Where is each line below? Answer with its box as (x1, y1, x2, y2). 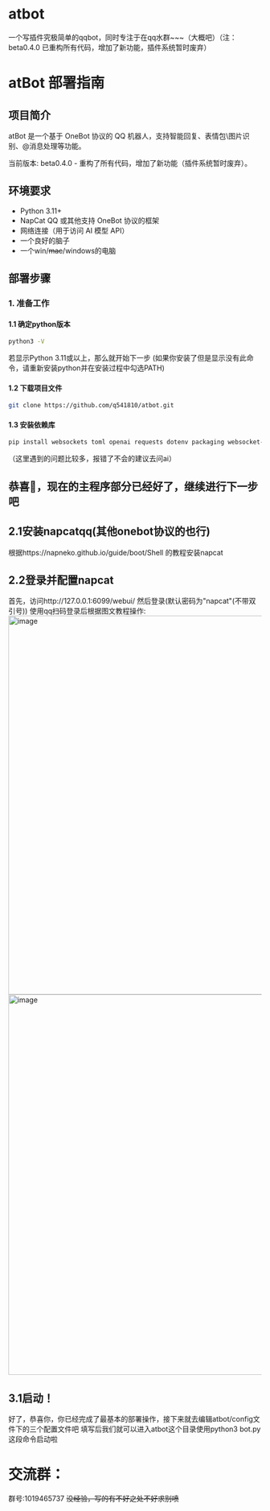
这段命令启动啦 (8, 1435, 58, 1444)
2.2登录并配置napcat (8, 573, 114, 587)
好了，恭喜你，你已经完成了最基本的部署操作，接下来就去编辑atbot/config (8, 1414, 253, 1424)
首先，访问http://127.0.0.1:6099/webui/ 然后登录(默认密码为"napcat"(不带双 (8, 597, 256, 606)
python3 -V (8, 337, 45, 346)
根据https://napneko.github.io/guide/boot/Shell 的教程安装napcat (8, 547, 223, 557)
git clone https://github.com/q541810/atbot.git (8, 402, 174, 410)
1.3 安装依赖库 (8, 419, 55, 429)
